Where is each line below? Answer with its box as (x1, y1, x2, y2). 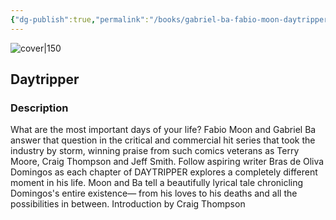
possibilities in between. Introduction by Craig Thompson (10, 198, 246, 210)
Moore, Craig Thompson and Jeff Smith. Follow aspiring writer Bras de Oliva (10, 156, 325, 168)
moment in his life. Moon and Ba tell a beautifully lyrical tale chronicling (10, 177, 304, 189)
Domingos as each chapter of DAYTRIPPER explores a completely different (10, 166, 318, 178)
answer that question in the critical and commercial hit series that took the (10, 134, 316, 146)
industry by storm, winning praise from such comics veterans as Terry (10, 145, 300, 157)
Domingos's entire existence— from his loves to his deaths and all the (10, 187, 298, 200)
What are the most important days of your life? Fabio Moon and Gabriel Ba (10, 124, 317, 136)
